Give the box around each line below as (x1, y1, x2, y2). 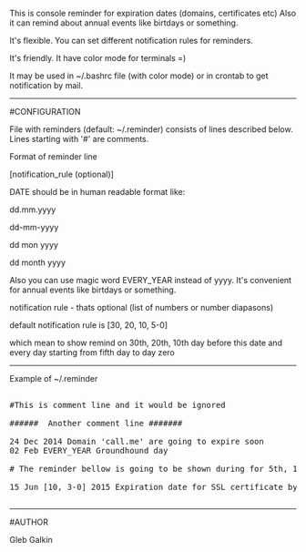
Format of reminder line (9, 151, 98, 162)
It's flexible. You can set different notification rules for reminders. (9, 36, 253, 46)
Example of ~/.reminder (9, 373, 98, 383)
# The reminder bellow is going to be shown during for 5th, (9, 464, 289, 474)
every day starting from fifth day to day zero (9, 347, 175, 358)
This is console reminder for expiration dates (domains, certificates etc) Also (9, 8, 297, 18)
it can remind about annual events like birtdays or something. (9, 17, 239, 28)
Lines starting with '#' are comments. (9, 134, 149, 144)
